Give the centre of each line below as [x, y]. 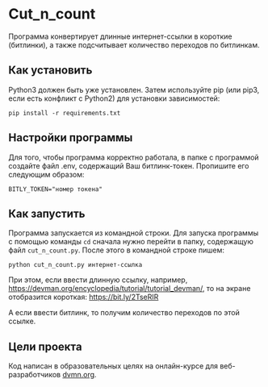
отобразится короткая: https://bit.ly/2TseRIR [84, 297]
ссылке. [22, 321]
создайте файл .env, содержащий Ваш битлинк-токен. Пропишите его [129, 165]
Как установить [50, 71]
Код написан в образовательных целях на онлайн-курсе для [113, 366]
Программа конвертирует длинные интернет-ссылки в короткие [120, 36]
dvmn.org [79, 375]
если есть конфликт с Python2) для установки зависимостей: [114, 98]
